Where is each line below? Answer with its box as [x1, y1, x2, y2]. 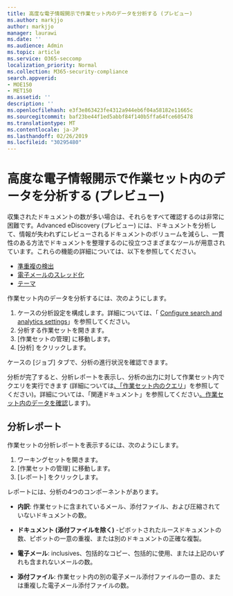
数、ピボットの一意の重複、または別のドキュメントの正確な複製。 [17, 534, 205, 543]
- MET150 [7, 87, 32, 94]
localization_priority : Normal [7, 62, 97, 69]
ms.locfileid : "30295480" [7, 139, 82, 146]
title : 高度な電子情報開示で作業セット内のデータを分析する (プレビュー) [7, 10, 193, 17]
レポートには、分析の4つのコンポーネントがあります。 [7, 487, 162, 496]
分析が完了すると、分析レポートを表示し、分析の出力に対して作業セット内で [7, 373, 225, 381]
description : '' [7, 100, 54, 107]
